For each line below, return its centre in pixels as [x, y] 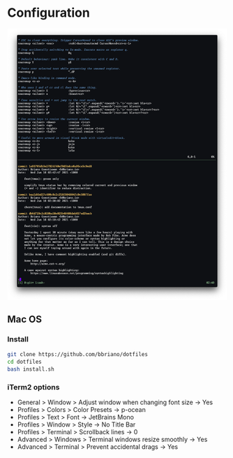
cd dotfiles [24, 362]
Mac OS [25, 319]
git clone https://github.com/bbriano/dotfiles [78, 355]
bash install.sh [31, 369]
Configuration [49, 13]
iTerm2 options [33, 387]
